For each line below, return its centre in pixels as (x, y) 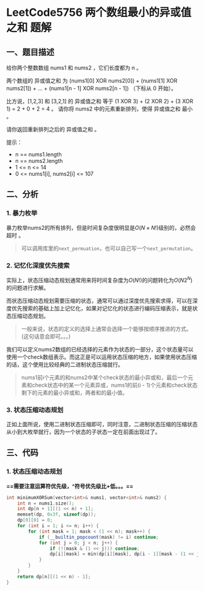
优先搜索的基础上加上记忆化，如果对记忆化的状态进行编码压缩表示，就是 (102, 308)
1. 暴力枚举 (22, 213)
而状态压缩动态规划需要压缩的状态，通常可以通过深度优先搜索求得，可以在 (99, 300)
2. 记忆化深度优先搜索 (38, 265)
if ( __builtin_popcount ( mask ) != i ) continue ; (99, 537)
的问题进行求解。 (28, 288)
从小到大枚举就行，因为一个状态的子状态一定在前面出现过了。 (83, 432)
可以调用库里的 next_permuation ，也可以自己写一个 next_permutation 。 (108, 248)
